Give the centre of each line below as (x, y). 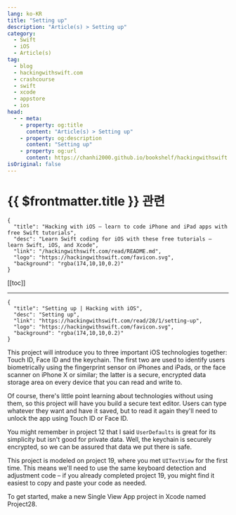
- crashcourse (34, 79)
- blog (23, 66)
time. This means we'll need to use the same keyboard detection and (107, 468)
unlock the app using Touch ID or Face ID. (68, 418)
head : (15, 112)
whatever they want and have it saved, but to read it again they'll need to (112, 411)
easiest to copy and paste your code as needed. (77, 483)
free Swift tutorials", (42, 233)
